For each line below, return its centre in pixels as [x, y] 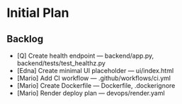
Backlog [25, 39]
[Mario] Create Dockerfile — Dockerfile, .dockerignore [96, 85]
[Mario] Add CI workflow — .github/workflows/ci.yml [94, 78]
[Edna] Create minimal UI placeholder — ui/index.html [95, 71]
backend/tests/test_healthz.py [61, 63]
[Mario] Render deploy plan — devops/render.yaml [91, 93]
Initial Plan [38, 13]
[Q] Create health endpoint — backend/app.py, [85, 56]
